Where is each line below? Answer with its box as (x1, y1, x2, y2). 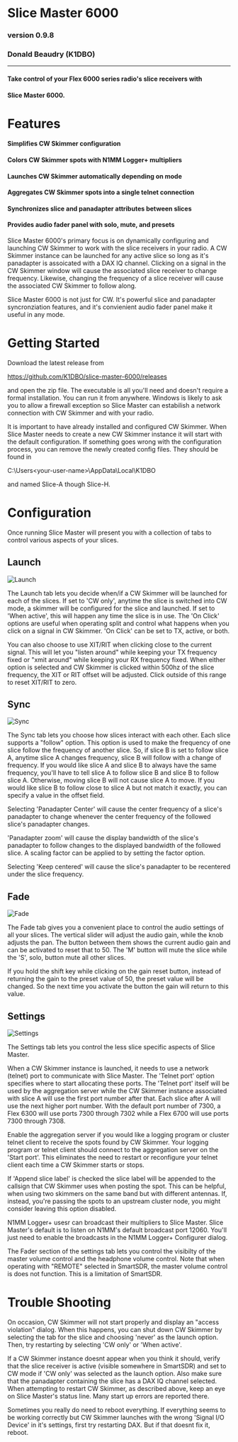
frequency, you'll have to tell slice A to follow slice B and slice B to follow (7, 768, 220, 777)
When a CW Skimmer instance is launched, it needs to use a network (7, 1064, 209, 1073)
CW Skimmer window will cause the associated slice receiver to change (7, 266, 217, 274)
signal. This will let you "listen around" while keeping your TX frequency (7, 647, 217, 656)
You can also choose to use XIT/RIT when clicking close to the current (7, 640, 212, 649)
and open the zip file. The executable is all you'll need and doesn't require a (7, 386, 229, 394)
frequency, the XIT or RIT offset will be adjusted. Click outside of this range (7, 670, 227, 678)
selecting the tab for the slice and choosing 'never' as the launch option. (7, 1333, 219, 1341)
